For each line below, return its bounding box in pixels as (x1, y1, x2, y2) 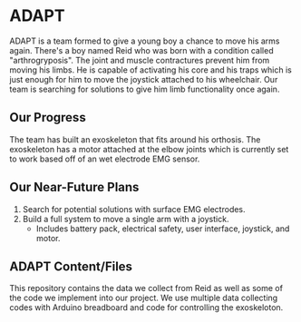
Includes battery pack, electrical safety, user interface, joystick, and (35, 223, 290, 234)
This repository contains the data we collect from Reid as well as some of (9, 283, 284, 294)
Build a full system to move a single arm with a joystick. (22, 213, 229, 224)
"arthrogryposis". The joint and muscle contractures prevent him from (9, 54, 270, 65)
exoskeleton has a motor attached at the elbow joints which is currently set (9, 143, 289, 154)
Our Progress (9, 110, 86, 125)
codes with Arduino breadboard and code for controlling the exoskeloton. (9, 302, 284, 313)
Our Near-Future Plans (9, 180, 140, 195)
